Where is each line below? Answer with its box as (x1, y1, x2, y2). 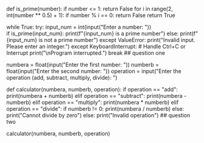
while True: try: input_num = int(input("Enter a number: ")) (6, 24, 152, 30)
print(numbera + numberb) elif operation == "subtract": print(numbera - (6, 92, 187, 99)
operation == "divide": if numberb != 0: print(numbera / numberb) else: (6, 105, 185, 112)
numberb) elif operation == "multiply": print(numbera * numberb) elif (6, 99, 179, 106)
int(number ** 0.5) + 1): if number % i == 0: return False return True (6, 12, 175, 19)
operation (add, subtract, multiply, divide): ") (6, 74, 118, 81)
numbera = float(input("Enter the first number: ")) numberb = (6, 61, 160, 68)
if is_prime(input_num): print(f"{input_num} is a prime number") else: (6, 30, 179, 37)
